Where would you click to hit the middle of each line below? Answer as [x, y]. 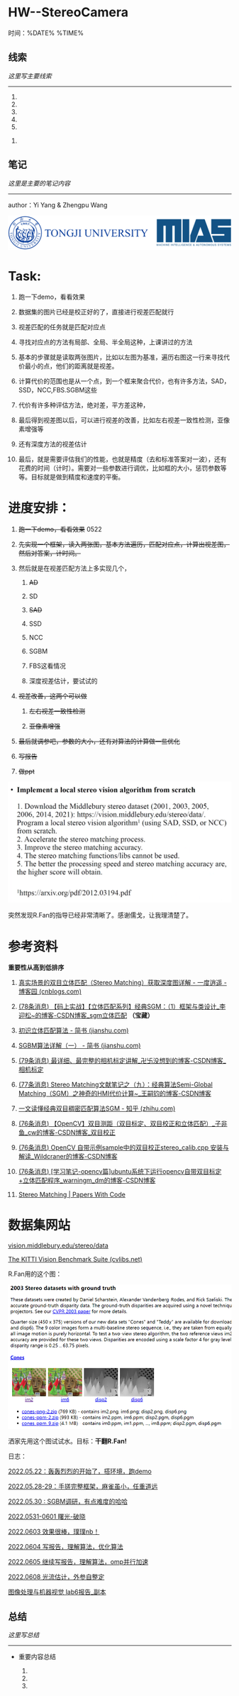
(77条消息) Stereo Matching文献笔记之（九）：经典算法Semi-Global [116, 1085]
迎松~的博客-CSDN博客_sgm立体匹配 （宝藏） [86, 1015]
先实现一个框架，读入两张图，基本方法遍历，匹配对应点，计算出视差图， [124, 544]
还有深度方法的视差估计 [52, 444]
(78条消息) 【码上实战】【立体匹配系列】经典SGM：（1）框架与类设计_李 [122, 1007]
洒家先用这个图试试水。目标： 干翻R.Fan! [67, 1441]
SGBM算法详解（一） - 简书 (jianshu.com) [79, 1046]
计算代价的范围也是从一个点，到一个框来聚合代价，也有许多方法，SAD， [124, 381]
